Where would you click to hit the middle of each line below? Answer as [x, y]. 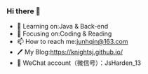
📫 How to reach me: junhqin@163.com [72, 42]
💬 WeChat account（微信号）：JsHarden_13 [79, 63]
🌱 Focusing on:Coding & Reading [64, 34]
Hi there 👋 [24, 11]
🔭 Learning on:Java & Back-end [62, 27]
